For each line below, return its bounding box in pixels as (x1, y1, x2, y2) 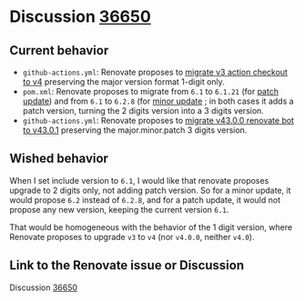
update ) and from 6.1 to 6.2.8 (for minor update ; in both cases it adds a (22, 95, 294, 106)
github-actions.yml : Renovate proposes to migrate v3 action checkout (22, 66, 289, 77)
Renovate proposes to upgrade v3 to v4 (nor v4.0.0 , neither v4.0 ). (9, 231, 255, 242)
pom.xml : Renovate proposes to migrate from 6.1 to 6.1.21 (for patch (22, 86, 279, 96)
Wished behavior (9, 151, 109, 166)
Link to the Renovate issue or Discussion (9, 257, 244, 274)
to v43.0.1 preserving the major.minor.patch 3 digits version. (22, 125, 248, 135)
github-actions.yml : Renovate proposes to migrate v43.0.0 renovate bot (22, 115, 294, 125)
